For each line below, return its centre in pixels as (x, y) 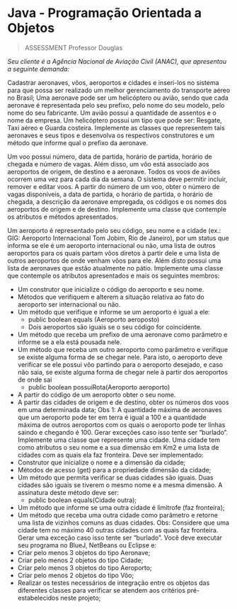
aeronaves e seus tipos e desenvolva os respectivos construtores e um (111, 135)
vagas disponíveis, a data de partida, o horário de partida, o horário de (110, 194)
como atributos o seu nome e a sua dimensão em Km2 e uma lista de (118, 447)
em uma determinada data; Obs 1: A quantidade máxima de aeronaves (120, 409)
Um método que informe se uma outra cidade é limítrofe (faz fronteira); (121, 507)
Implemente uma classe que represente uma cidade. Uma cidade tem (119, 440)
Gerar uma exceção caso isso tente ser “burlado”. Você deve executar (120, 537)
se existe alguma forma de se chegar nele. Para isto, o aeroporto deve (120, 357)
